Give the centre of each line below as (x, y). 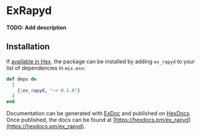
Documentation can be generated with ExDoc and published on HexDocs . (99, 113)
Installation (28, 47)
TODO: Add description (37, 27)
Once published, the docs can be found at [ (61, 120)
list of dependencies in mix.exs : (46, 68)
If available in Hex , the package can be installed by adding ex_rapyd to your (100, 61)
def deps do (21, 79)
